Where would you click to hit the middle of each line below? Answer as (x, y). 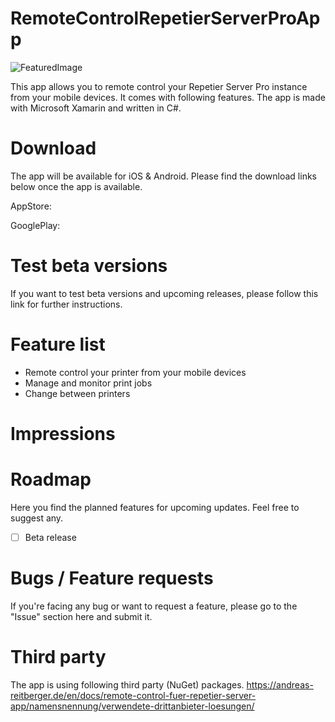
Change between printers (77, 393)
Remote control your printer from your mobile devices (135, 372)
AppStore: (31, 206)
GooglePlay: (35, 225)
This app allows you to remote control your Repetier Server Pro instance (159, 86)
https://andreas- (280, 684)
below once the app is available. (76, 186)
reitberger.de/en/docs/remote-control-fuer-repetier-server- (133, 695)
